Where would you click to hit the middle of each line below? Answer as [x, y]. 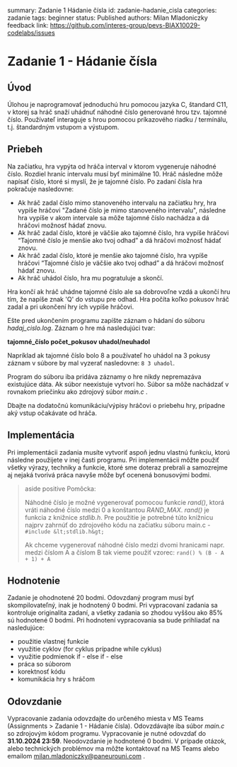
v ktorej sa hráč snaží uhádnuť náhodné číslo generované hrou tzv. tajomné [117, 112]
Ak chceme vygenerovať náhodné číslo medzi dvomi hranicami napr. [125, 545]
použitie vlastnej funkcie [53, 642]
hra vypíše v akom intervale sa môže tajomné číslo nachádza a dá [114, 217]
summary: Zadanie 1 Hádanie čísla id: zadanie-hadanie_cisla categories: [112, 10]
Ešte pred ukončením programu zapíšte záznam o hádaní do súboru [106, 320]
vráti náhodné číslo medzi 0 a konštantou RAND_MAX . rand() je [117, 510]
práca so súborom [44, 664]
